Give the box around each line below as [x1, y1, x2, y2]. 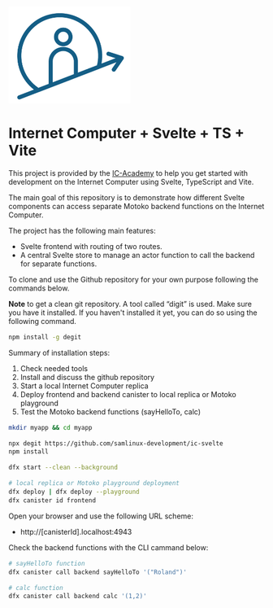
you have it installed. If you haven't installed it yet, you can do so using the [8, 308, 258, 317]
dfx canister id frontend [8, 496, 96, 505]
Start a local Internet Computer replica [19, 381, 149, 391]
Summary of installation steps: [8, 348, 110, 357]
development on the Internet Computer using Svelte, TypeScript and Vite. [8, 177, 254, 186]
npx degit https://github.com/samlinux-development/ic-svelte [8, 439, 223, 448]
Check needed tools [19, 363, 88, 373]
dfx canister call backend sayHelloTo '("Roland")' [8, 568, 187, 576]
